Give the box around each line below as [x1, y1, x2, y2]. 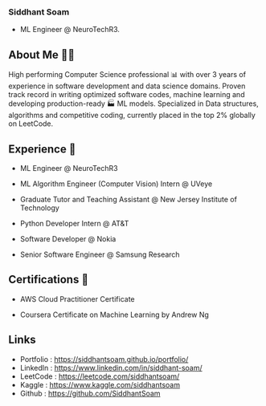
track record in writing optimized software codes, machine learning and [8, 90, 245, 99]
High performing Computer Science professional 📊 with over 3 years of [8, 70, 247, 79]
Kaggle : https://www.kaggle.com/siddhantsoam [19, 380, 181, 389]
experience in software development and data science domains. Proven [8, 81, 246, 91]
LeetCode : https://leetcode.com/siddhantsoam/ [19, 371, 180, 381]
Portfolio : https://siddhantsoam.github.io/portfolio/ [19, 354, 189, 363]
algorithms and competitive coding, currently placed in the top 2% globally [8, 111, 256, 120]
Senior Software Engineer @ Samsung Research [19, 250, 180, 259]
